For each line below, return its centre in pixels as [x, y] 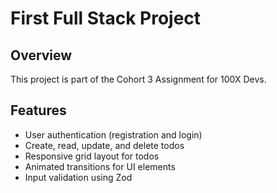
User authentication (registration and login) [113, 134]
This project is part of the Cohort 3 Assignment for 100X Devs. [138, 79]
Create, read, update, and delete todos [104, 145]
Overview [41, 55]
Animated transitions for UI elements [100, 166]
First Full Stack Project [106, 18]
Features [38, 110]
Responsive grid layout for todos [92, 156]
